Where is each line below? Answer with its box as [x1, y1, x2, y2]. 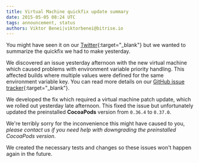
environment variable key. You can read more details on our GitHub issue [6, 78, 185, 85]
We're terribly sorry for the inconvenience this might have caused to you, [6, 120, 185, 127]
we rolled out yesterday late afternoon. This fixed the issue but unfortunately [6, 102, 194, 110]
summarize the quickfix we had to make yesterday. [6, 48, 131, 55]
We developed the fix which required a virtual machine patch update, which [6, 96, 191, 103]
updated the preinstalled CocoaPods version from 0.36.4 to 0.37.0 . [6, 108, 172, 116]
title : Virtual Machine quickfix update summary [6, 8, 129, 15]
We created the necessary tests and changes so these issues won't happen [6, 144, 192, 151]
